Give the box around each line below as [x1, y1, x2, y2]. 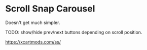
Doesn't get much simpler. [5, 19, 60, 25]
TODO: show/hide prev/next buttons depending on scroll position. [5, 29, 142, 35]
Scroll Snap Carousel [5, 3, 95, 14]
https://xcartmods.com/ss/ [5, 38, 61, 45]
